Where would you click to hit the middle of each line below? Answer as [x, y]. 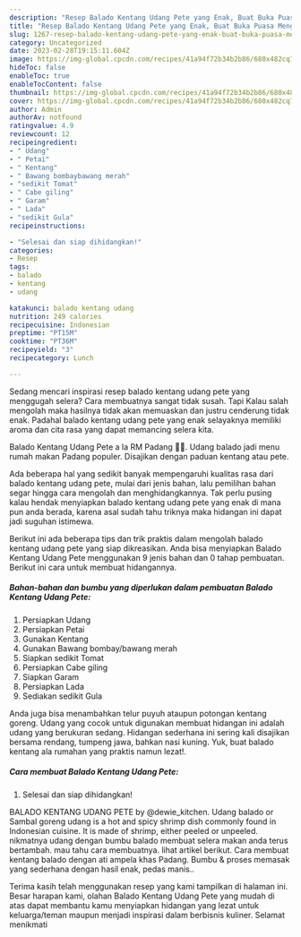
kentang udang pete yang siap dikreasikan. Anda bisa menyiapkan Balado [146, 548]
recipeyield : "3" [42, 350]
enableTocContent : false [56, 84]
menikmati [28, 924]
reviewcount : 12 [39, 134]
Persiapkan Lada [53, 686]
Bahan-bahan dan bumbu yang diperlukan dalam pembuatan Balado [141, 588]
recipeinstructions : [48, 226]
